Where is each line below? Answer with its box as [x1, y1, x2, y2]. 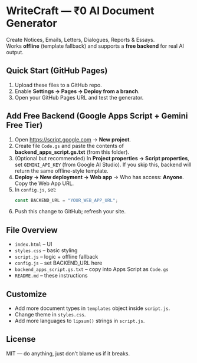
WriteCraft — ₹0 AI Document [6, 4, 155, 18]
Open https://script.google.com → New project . [14, 136, 132, 143]
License [6, 334, 36, 344]
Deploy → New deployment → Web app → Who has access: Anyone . [14, 173, 184, 180]
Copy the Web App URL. [14, 180, 74, 187]
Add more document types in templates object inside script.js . [14, 305, 170, 312]
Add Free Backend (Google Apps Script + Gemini [6, 111, 188, 121]
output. [6, 48, 24, 55]
